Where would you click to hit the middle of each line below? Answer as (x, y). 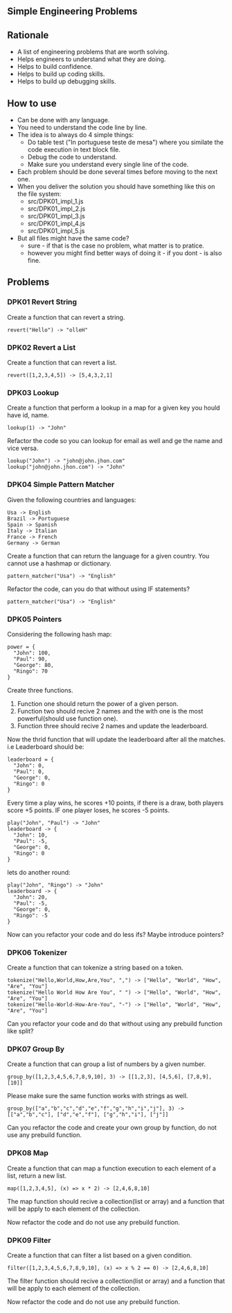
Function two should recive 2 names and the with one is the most (110, 711)
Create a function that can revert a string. (66, 317)
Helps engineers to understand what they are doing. (91, 59)
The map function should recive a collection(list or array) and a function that (116, 1201)
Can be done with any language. (63, 120)
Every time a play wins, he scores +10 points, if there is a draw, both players (115, 803)
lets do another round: (39, 872)
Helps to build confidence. (55, 67)
